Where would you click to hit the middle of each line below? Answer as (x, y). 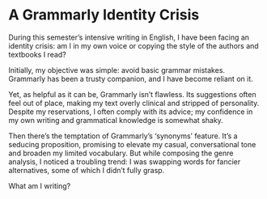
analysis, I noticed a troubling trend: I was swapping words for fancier (125, 161)
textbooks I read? (37, 54)
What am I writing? (40, 186)
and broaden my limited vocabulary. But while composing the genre (121, 153)
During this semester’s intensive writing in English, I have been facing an (129, 37)
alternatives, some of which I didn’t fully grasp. (87, 170)
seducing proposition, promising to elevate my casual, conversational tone (132, 144)
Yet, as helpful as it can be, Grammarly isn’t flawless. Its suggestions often (132, 94)
